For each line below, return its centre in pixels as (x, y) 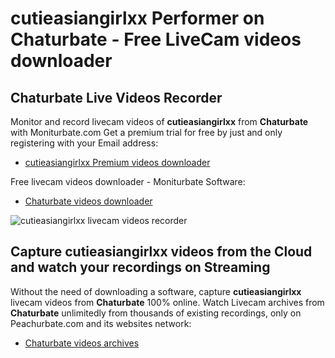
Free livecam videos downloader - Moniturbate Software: (128, 181)
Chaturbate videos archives (82, 343)
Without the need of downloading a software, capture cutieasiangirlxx (156, 291)
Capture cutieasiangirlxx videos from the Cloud (161, 252)
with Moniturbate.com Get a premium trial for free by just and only (146, 132)
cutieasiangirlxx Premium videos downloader (117, 162)
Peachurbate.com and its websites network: (101, 323)
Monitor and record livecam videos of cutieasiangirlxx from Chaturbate (159, 121)
